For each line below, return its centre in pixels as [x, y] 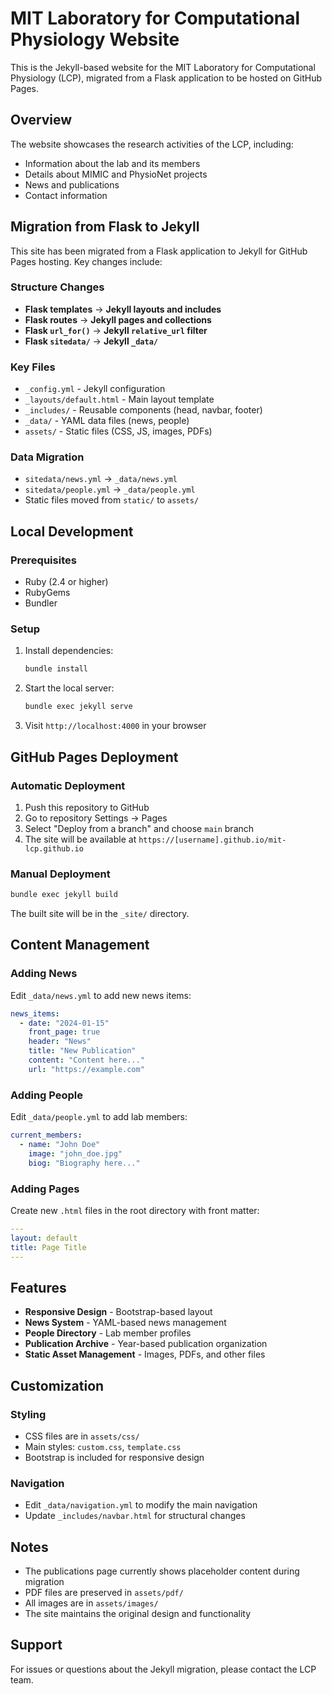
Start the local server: [69, 688]
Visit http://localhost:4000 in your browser [115, 726]
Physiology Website [95, 39]
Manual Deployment [60, 874]
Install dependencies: [69, 651]
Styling [28, 1414]
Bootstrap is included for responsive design [114, 1457]
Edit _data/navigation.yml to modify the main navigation [141, 1505]
